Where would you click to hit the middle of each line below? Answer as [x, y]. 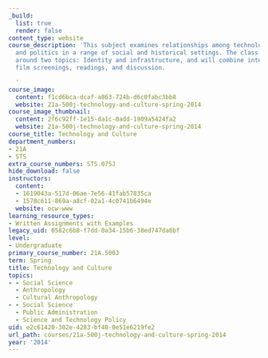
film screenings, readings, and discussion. [91, 68]
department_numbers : [43, 141]
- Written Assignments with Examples [71, 223]
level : [19, 238]
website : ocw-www [44, 209]
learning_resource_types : [51, 216]
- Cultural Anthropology [57, 298]
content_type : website [46, 38]
